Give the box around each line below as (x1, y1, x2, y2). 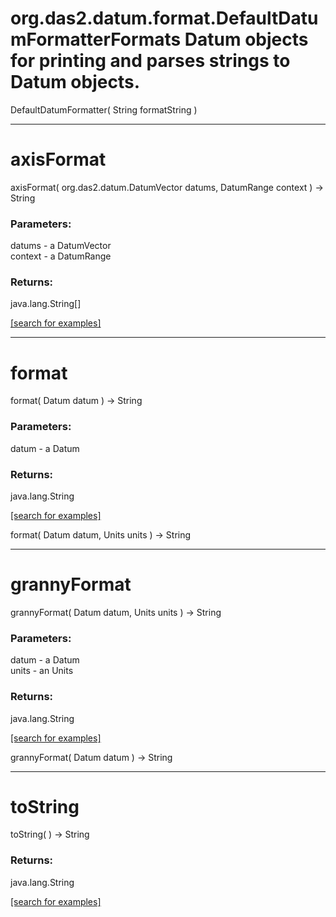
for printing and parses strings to (10, 50, 291, 72)
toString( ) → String (10, 828, 90, 841)
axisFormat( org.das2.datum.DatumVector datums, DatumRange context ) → (10, 181, 324, 193)
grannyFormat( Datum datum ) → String (10, 751, 173, 763)
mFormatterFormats (10, 28, 182, 51)
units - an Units (10, 665, 74, 677)
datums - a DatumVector (10, 240, 112, 252)
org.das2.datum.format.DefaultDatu (10, 7, 319, 30)
